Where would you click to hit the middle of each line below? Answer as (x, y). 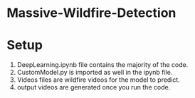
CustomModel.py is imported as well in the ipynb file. (95, 73)
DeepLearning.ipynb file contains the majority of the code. (102, 65)
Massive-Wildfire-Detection (91, 13)
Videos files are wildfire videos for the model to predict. (99, 80)
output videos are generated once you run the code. (94, 87)
